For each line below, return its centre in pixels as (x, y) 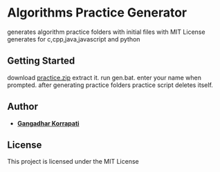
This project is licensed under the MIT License (73, 162)
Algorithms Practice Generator (97, 13)
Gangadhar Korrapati (48, 123)
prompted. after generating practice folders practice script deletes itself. (110, 85)
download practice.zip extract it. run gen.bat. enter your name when (104, 77)
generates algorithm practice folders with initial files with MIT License (106, 32)
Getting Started (41, 61)
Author (22, 107)
